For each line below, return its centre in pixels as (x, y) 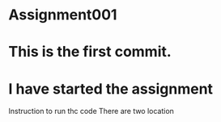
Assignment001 (63, 15)
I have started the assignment (110, 88)
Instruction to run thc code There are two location (91, 111)
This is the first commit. (90, 52)
